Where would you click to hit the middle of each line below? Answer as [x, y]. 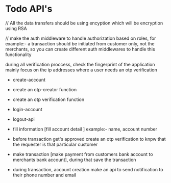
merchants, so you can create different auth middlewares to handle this [80, 49]
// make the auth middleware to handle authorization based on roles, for [81, 38]
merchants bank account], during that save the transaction [74, 160]
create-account [29, 80]
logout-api [23, 119]
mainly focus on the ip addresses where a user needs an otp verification [81, 70]
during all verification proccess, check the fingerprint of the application [80, 64]
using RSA [16, 28]
